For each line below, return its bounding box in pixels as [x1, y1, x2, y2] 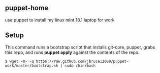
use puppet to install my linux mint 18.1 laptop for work [5, 17, 115, 23]
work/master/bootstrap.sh [5, 63, 58, 68]
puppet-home [5, 4, 49, 12]
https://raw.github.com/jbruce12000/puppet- [36, 59, 129, 64]
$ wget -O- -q [5, 59, 34, 64]
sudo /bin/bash [64, 63, 96, 68]
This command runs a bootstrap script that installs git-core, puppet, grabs [5, 44, 155, 50]
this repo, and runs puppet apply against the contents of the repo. [5, 49, 140, 55]
